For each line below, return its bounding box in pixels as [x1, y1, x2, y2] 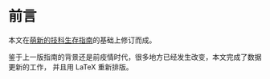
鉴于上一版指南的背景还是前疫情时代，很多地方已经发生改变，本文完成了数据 [8, 52, 262, 61]
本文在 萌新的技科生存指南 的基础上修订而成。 [8, 35, 157, 45]
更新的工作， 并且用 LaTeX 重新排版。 [8, 61, 133, 72]
